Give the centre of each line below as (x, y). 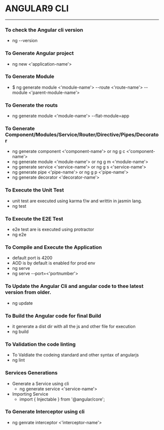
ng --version (25, 41)
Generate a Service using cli (41, 383)
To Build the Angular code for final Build (53, 315)
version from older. (28, 292)
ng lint (19, 360)
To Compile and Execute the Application (53, 247)
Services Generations (31, 373)
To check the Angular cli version (44, 30)
